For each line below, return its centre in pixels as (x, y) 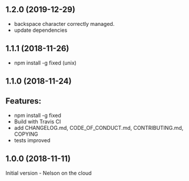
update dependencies (41, 30)
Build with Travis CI (37, 121)
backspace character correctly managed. (64, 24)
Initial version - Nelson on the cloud (49, 173)
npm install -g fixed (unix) (45, 63)
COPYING (26, 134)
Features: (24, 101)
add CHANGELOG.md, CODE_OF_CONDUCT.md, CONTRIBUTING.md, (99, 128)
